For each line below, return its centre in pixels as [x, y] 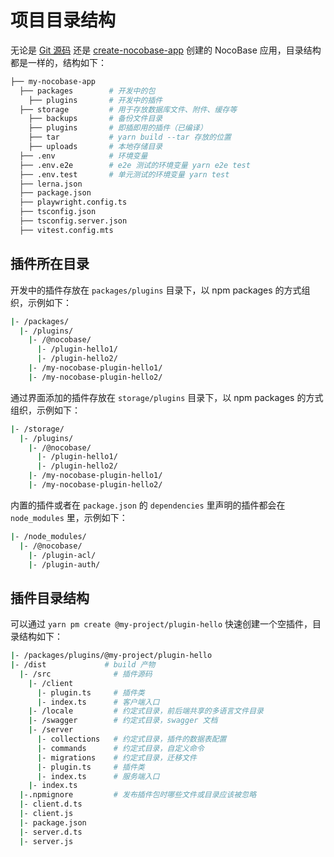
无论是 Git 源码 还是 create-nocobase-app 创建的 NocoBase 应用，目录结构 [166, 50]
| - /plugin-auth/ [64, 564]
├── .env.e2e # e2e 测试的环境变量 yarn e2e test [135, 165]
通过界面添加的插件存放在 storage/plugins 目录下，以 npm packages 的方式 [167, 397]
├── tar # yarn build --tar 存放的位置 [130, 137]
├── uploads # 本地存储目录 [95, 147]
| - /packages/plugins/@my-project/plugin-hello [111, 656]
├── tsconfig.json [58, 212]
